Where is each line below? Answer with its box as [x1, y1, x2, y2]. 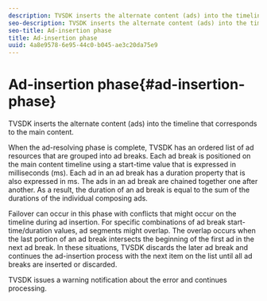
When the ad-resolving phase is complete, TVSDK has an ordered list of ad [8, 143, 254, 152]
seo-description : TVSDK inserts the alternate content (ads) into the [8, 19, 247, 27]
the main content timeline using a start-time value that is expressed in [8, 160, 237, 170]
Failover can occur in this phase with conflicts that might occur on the [8, 209, 237, 219]
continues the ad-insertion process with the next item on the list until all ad [8, 252, 253, 261]
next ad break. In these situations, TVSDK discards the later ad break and [8, 243, 249, 252]
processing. [8, 283, 48, 293]
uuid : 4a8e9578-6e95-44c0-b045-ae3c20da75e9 [8, 41, 158, 49]
